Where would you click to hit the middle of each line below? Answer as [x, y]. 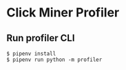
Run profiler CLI [41, 38]
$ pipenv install [31, 54]
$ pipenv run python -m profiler [54, 60]
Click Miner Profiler [63, 13]
